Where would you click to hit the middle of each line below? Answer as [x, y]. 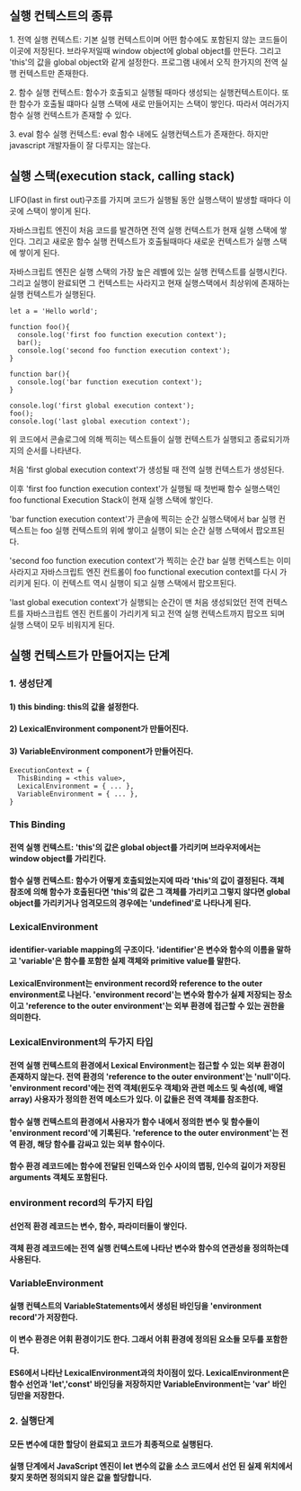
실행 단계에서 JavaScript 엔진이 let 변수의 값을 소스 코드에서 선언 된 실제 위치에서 [151, 1466]
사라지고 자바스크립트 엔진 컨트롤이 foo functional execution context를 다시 [144, 571]
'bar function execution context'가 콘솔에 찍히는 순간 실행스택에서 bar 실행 [143, 519]
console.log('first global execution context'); [102, 406]
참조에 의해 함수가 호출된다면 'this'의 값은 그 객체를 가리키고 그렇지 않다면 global [150, 892]
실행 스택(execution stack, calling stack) [122, 177]
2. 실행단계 [32, 1421]
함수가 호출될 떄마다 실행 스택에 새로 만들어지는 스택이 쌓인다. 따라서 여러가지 [154, 103]
